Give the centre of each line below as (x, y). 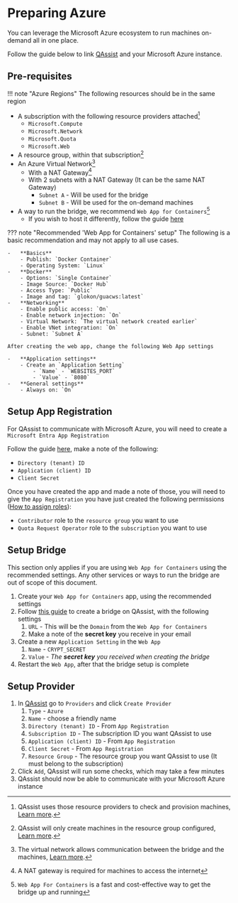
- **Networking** (36, 303)
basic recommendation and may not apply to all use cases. (93, 240)
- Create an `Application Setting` (73, 365)
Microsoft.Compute (55, 124)
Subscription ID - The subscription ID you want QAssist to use (120, 734)
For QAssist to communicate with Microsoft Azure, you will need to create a (117, 428)
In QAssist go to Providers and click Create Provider (95, 703)
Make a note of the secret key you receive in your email (109, 634)
